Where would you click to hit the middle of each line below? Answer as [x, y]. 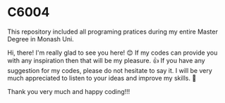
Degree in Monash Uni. [41, 39]
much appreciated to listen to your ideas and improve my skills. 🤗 [102, 78]
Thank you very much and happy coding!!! [69, 91]
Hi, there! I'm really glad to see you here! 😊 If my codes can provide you [112, 53]
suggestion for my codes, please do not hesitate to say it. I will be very [110, 70]
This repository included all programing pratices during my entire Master [113, 32]
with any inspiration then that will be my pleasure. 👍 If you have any [107, 60]
